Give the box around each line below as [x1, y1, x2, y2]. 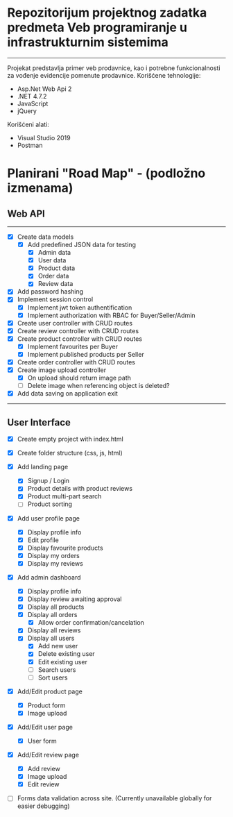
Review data [37, 280, 74, 288]
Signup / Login [27, 477, 70, 485]
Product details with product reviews [27, 485, 133, 493]
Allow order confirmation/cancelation [37, 618, 144, 627]
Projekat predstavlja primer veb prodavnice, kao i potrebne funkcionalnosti [7, 64, 221, 72]
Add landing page [17, 463, 69, 471]
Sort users [37, 673, 68, 682]
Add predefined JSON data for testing [27, 241, 137, 249]
